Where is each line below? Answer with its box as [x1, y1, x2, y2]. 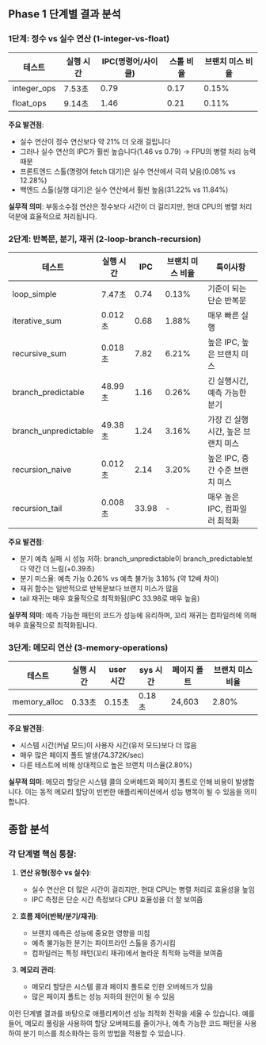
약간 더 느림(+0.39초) [28, 563, 95, 573]
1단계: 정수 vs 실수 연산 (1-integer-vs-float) [8, 33, 170, 44]
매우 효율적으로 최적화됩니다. [8, 620, 97, 629]
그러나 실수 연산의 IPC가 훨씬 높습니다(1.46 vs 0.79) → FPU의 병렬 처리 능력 [19, 146, 256, 156]
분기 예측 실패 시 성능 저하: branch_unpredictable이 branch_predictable [19, 554, 247, 563]
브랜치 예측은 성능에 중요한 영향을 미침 [31, 928, 150, 938]
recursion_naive [12, 463, 72, 474]
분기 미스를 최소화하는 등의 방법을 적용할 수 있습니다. [22, 1028, 186, 1038]
